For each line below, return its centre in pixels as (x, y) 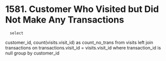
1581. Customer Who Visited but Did (82, 9)
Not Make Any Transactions (65, 20)
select (17, 33)
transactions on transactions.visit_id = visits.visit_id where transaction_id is (83, 47)
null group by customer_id (32, 53)
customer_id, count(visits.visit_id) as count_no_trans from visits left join (79, 42)
